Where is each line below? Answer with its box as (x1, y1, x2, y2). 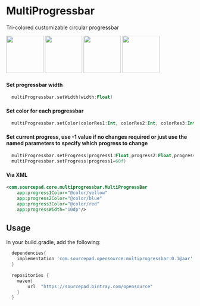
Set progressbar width (6, 81, 63, 88)
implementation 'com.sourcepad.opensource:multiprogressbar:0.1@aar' (17, 256, 193, 262)
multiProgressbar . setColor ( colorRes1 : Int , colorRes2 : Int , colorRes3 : (11, 120, 187, 126)
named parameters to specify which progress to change (6, 139, 148, 146)
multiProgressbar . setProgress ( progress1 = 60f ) (11, 158, 127, 164)
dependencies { (11, 250, 46, 257)
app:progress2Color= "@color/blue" (17, 195, 102, 201)
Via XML (6, 171, 28, 178)
